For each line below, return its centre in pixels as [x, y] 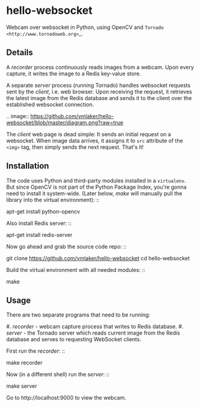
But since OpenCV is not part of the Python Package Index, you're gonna [97, 187]
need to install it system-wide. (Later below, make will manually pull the [94, 193]
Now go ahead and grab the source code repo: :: [67, 246]
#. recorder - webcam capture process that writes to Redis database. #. [95, 327]
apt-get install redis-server [39, 235]
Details [20, 53]
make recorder [25, 363]
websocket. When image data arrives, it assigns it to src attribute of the [95, 140]
